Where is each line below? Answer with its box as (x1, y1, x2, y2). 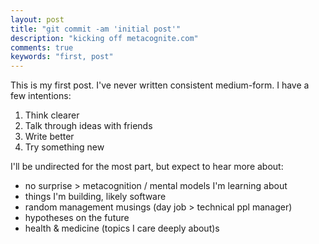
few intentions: (10, 90, 72, 102)
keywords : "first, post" (10, 52, 114, 62)
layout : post (10, 14, 65, 25)
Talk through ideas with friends (24, 120, 153, 132)
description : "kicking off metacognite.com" (10, 33, 199, 43)
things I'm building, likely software (24, 191, 167, 203)
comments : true (10, 42, 74, 53)
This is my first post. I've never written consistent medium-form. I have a (10, 79, 310, 91)
